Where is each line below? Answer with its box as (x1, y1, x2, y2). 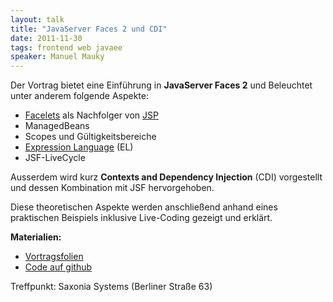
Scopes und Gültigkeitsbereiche (24, 131, 157, 143)
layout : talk (10, 14, 65, 25)
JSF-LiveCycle (24, 152, 86, 164)
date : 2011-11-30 (10, 33, 83, 43)
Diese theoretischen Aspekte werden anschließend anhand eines (10, 201, 278, 213)
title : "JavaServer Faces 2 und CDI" (10, 24, 168, 34)
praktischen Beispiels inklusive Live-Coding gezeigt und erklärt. (10, 212, 273, 224)
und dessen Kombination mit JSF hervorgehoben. (10, 182, 215, 194)
